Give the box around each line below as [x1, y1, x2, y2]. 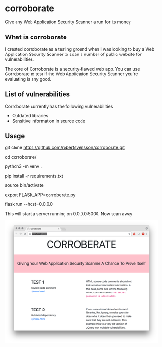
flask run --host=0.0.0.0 [5, 201, 53, 207]
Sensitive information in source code [12, 118, 86, 124]
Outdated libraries [12, 112, 49, 118]
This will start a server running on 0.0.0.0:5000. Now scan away [5, 211, 133, 217]
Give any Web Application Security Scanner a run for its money [5, 19, 131, 25]
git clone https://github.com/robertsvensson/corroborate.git [5, 145, 125, 151]
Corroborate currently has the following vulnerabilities [5, 103, 113, 109]
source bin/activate [5, 183, 44, 188]
